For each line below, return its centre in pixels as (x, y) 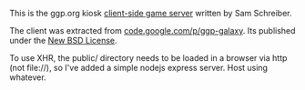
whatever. (28, 77)
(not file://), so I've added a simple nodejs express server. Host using (139, 68)
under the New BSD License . (63, 40)
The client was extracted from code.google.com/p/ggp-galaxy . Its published (152, 30)
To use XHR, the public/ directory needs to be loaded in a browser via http (148, 58)
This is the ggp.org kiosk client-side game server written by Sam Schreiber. (151, 13)
